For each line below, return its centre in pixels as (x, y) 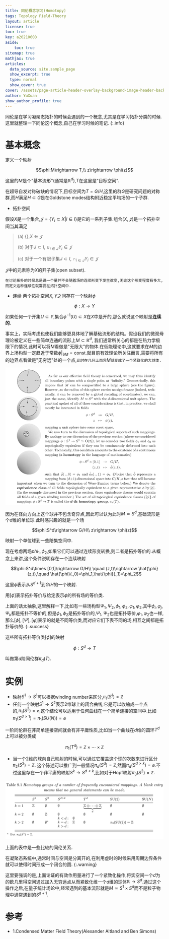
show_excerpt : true (30, 75)
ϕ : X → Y (84, 306)
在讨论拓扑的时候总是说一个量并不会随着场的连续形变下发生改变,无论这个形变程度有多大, (84, 281)
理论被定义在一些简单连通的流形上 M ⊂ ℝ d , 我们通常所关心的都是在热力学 (80, 340)
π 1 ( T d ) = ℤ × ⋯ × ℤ (84, 747)
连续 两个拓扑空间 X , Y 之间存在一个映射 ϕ (54, 296)
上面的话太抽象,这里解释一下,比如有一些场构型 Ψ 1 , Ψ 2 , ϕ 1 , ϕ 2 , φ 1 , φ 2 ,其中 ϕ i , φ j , (84, 606)
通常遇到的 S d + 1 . (31, 894)
